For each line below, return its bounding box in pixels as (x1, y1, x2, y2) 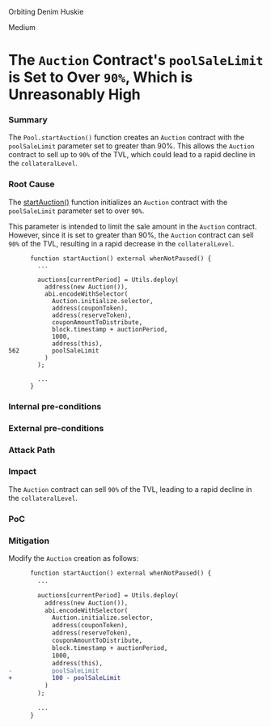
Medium (8, 23, 36, 32)
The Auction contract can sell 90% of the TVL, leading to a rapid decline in (8, 484, 252, 494)
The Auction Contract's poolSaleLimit (8, 51, 264, 70)
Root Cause (8, 178, 55, 190)
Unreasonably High (8, 85, 142, 104)
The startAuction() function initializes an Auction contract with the (8, 197, 228, 207)
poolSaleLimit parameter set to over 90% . (8, 206, 145, 216)
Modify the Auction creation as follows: (8, 554, 139, 563)
